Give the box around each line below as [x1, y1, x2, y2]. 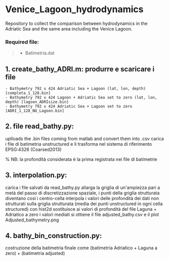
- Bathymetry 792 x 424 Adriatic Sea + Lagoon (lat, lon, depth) [5, 86, 146, 91]
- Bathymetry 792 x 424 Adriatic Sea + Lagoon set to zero [5, 104, 133, 109]
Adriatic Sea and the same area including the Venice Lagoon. [5, 25, 133, 31]
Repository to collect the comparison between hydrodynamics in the [5, 20, 148, 26]
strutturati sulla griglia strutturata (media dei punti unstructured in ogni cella [5, 201, 163, 207]
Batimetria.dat [25, 50, 55, 56]
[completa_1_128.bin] [5, 90, 51, 96]
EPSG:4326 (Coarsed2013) [5, 146, 62, 152]
